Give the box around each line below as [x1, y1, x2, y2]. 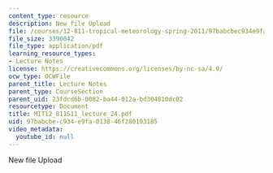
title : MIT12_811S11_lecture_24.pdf [8, 110, 132, 119]
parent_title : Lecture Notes [8, 80, 107, 88]
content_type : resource [8, 11, 89, 20]
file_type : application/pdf [8, 42, 104, 50]
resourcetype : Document [8, 102, 89, 110]
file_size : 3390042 [8, 34, 75, 43]
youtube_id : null [15, 132, 75, 141]
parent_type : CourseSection [8, 87, 104, 96]
